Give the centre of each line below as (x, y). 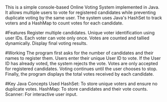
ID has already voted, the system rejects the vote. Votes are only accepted (82, 63)
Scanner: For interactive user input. (41, 94)
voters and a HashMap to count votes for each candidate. (64, 23)
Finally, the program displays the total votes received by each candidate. (80, 74)
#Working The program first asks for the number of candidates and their (79, 53)
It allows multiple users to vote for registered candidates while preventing (81, 12)
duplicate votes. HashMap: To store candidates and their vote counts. (77, 89)
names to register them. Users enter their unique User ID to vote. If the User (83, 58)
